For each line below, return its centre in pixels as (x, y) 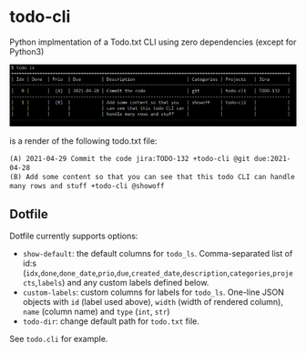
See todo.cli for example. (59, 339)
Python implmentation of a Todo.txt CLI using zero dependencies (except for (153, 42)
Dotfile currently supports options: (74, 236)
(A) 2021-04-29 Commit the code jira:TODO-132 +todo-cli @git (130, 159)
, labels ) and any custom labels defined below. (122, 283)
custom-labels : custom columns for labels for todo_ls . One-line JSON (153, 292)
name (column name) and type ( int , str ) (96, 312)
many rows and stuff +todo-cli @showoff (87, 187)
